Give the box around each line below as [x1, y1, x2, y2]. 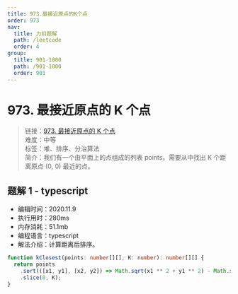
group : [7, 50, 27, 57]
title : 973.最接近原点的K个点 [7, 10, 89, 18]
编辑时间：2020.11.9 [17, 205, 76, 213]
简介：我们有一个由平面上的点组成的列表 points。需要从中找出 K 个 [24, 153, 220, 162]
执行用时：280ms [17, 213, 69, 223]
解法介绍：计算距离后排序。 [17, 240, 99, 249]
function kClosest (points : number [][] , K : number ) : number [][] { [7, 254, 205, 261]
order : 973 [7, 17, 40, 24]
